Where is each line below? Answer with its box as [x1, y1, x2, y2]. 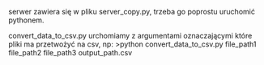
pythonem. [8, 15, 45, 25]
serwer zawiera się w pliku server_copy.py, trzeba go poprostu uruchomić [8, 7, 255, 16]
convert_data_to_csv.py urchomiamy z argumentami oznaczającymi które [8, 31, 253, 40]
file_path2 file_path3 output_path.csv [8, 48, 133, 57]
